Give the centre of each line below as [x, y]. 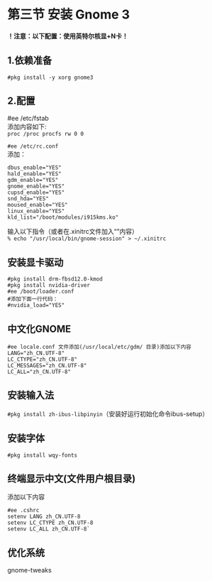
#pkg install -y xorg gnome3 [50, 77]
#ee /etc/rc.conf [33, 146]
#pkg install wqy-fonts [43, 455]
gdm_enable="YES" [33, 180]
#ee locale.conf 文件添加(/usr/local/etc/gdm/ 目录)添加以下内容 [99, 347]
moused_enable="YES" [38, 205]
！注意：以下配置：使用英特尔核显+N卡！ [68, 36]
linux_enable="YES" [36, 211]
